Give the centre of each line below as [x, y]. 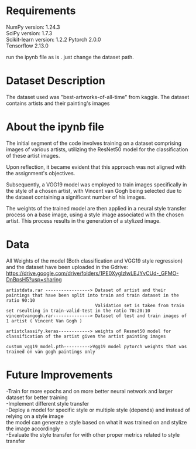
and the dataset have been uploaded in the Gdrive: [67, 267]
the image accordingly [33, 428]
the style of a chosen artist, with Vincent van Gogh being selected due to [94, 191]
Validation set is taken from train [140, 305]
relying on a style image [35, 416]
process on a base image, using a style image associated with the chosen [95, 215]
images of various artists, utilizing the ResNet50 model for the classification [97, 149]
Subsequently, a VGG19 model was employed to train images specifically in [97, 184]
